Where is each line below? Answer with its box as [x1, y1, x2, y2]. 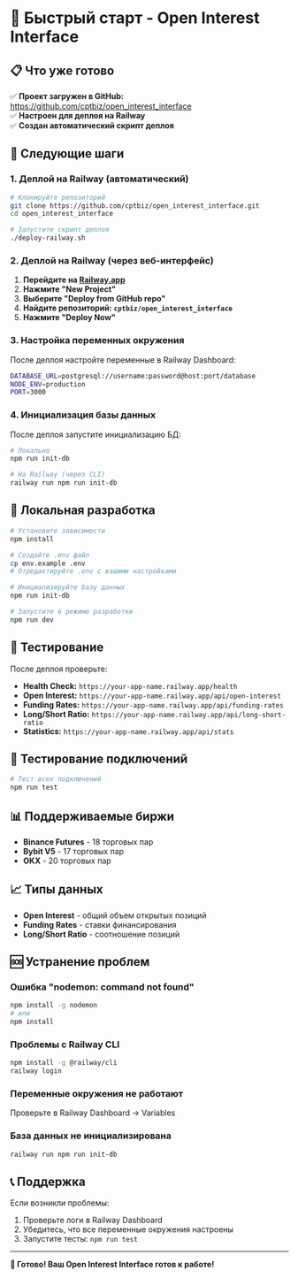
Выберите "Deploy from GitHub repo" [22, 294, 166, 304]
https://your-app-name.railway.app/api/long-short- [91, 710, 287, 719]
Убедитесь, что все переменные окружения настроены [22, 1224, 233, 1235]
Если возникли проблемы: [10, 1198, 110, 1208]
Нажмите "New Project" [22, 284, 117, 295]
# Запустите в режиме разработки [10, 608, 134, 616]
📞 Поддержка [10, 1174, 87, 1189]
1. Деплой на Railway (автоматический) [10, 172, 189, 185]
